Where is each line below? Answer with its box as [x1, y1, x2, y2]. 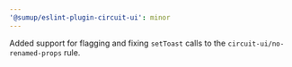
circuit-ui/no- [227, 39, 285, 48]
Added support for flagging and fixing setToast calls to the [9, 38, 226, 48]
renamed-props [9, 48, 63, 58]
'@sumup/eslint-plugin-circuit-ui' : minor [9, 13, 171, 22]
